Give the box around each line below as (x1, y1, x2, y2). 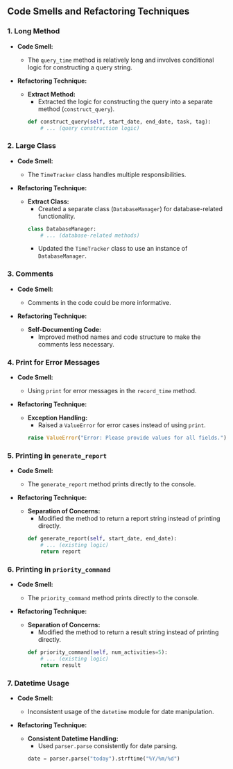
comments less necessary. (37, 340, 114, 348)
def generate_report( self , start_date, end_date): (27, 535, 178, 543)
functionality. (37, 212, 76, 220)
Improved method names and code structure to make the (37, 333, 201, 341)
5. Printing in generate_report (7, 451, 107, 461)
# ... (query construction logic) (40, 124, 140, 131)
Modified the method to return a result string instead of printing (37, 628, 219, 636)
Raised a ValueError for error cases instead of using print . (37, 421, 206, 429)
